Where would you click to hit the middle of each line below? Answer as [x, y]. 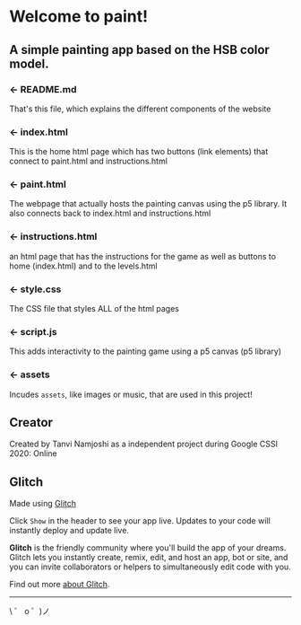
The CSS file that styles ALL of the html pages [94, 309]
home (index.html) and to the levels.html [84, 266]
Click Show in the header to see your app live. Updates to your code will [140, 521]
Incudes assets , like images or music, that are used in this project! [131, 394]
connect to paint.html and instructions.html [89, 161]
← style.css [35, 289]
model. [29, 63]
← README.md [43, 89]
